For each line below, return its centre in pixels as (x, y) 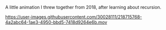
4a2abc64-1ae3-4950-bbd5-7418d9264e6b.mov (56, 22)
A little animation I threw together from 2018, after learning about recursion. (83, 7)
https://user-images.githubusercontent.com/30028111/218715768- (74, 17)
